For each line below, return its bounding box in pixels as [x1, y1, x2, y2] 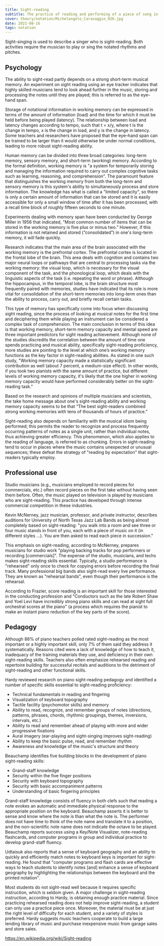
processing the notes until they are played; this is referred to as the [5, 91, 140, 98]
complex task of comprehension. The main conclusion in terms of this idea [5, 321, 155, 327]
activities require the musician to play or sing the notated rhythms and [5, 44, 146, 50]
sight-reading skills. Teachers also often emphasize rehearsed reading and [5, 656, 156, 663]
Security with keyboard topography [12, 778, 84, 784]
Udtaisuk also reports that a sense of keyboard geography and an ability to [5, 849, 156, 855]
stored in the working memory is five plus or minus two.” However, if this [5, 224, 151, 230]
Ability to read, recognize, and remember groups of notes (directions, [12, 707, 152, 713]
